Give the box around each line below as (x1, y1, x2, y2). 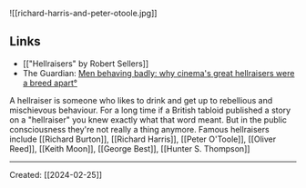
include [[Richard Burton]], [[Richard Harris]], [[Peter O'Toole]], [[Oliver (9, 134, 276, 144)
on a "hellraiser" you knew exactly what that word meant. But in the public (9, 114, 288, 125)
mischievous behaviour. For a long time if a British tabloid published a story (9, 104, 291, 115)
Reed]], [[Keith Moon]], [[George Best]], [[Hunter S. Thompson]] (9, 143, 250, 153)
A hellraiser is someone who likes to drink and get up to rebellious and (9, 94, 273, 105)
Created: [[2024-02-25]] (9, 169, 103, 180)
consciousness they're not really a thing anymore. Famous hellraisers (9, 124, 270, 134)
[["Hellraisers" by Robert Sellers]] (22, 58, 149, 69)
